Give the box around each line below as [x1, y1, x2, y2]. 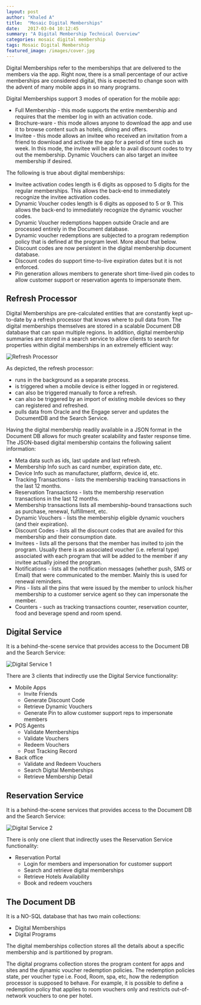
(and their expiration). [14, 520, 69, 527]
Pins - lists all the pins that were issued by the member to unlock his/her [14, 584, 193, 591]
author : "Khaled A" [6, 14, 55, 20]
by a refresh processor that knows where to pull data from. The [26, 316, 182, 323]
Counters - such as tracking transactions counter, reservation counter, [14, 603, 188, 610]
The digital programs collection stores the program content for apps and [6, 960, 184, 967]
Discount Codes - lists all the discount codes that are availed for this [14, 527, 184, 534]
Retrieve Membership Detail [23, 773, 93, 780]
